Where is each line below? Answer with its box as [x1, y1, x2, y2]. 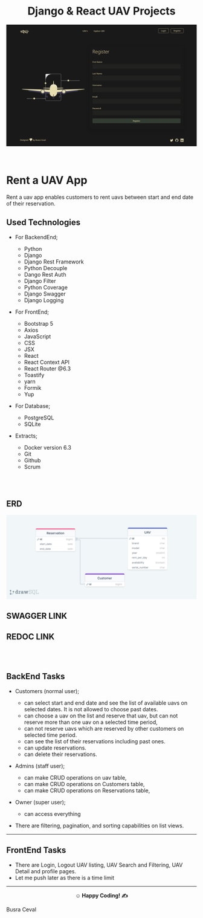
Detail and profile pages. [14, 867, 77, 874]
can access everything [24, 810, 81, 817]
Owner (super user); [14, 798, 66, 806]
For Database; [14, 402, 50, 409]
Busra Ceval [6, 905, 37, 913]
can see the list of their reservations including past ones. [24, 737, 166, 745]
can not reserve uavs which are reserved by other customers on [24, 725, 184, 732]
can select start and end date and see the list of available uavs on [24, 699, 188, 706]
